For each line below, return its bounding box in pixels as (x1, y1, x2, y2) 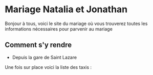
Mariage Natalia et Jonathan (5, 4, 128, 15)
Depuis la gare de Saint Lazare (12, 54, 77, 60)
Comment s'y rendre (5, 41, 72, 49)
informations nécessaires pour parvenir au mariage (5, 26, 113, 32)
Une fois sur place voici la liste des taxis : (5, 64, 92, 70)
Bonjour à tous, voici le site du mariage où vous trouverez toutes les (5, 20, 148, 27)
